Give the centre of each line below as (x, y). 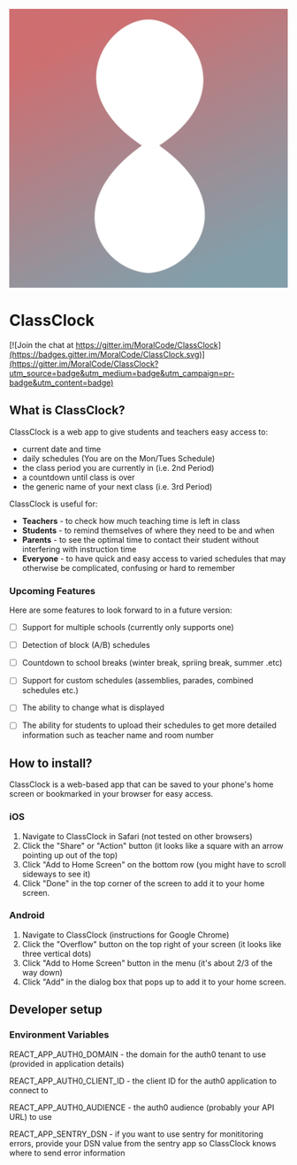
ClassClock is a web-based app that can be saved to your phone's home (141, 784)
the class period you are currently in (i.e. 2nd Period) (118, 467)
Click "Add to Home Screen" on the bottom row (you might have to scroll (154, 864)
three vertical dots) (57, 953)
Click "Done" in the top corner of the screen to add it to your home (143, 883)
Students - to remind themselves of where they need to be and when (148, 530)
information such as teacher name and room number (118, 736)
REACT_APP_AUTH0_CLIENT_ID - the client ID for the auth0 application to (143, 1081)
